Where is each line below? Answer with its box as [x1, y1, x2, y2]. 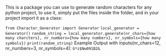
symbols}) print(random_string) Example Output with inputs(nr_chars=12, [5, 40, 161, 46]
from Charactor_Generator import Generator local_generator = [5, 26, 139, 31]
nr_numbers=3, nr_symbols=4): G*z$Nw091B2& [5, 45, 101, 51]
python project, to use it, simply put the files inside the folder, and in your [5, 10, 159, 16]
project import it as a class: [5, 15, 62, 21]
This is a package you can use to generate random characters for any [5, 5, 152, 10]
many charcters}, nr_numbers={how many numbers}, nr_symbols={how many [5, 35, 161, 40]
